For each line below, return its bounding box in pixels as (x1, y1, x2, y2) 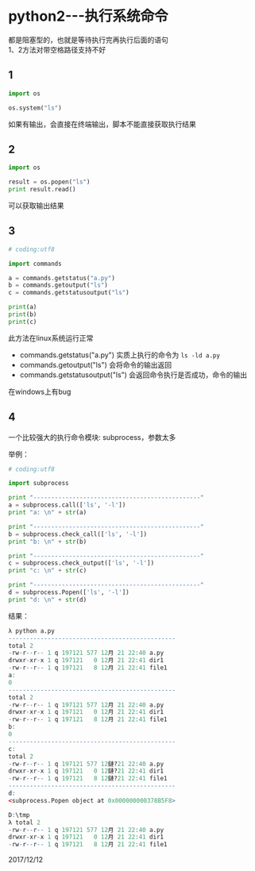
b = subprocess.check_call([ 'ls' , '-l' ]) (8, 530, 148, 538)
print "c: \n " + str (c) (8, 567, 87, 575)
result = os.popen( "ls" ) (8, 178, 91, 187)
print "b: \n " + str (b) (8, 538, 87, 545)
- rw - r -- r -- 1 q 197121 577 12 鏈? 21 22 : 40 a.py (8, 760, 164, 768)
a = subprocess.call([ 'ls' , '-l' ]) (8, 501, 126, 509)
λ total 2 (8, 819, 41, 827)
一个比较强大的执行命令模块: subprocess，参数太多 (8, 432, 176, 441)
